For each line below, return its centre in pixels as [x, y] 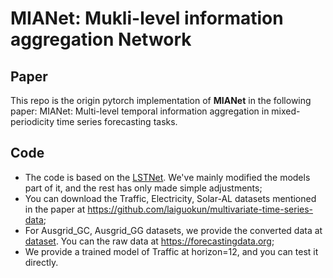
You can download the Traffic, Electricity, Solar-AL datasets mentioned [170, 198]
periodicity [32, 121]
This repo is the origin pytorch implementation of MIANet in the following [161, 100]
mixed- [286, 111]
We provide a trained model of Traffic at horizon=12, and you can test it [171, 251]
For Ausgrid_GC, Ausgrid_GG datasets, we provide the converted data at [173, 230]
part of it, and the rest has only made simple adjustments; [143, 188]
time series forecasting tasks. [117, 121]
